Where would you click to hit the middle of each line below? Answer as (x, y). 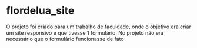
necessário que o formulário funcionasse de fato (65, 39)
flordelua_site (40, 11)
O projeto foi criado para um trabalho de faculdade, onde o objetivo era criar (98, 27)
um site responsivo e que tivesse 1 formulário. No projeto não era (85, 32)
